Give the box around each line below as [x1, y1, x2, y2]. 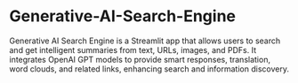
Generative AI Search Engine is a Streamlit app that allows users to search [9, 35, 281, 46]
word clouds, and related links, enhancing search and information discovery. [9, 64, 289, 74]
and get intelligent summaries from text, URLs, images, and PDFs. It [9, 44, 256, 55]
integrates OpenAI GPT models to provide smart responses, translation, [9, 54, 271, 64]
